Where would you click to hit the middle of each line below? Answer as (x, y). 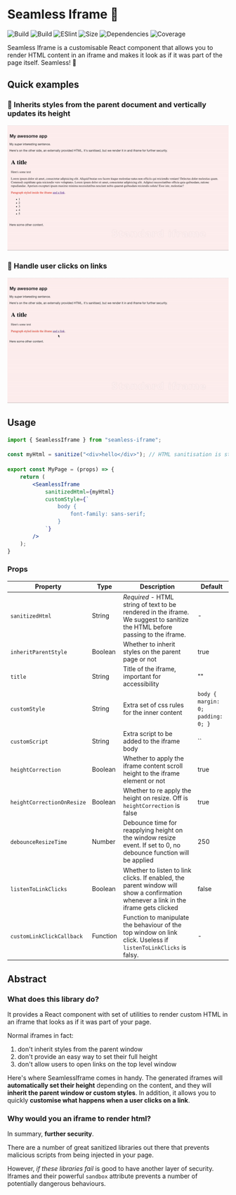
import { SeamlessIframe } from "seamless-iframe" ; (84, 440)
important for (142, 677)
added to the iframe (151, 741)
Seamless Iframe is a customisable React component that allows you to (110, 47)
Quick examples (43, 85)
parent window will (150, 885)
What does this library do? (53, 999)
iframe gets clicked (150, 907)
